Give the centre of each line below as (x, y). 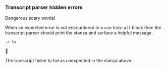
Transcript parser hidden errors (44, 7)
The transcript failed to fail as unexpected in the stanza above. (69, 61)
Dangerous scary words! (30, 18)
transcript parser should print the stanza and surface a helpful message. (79, 33)
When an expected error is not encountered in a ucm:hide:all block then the (83, 28)
